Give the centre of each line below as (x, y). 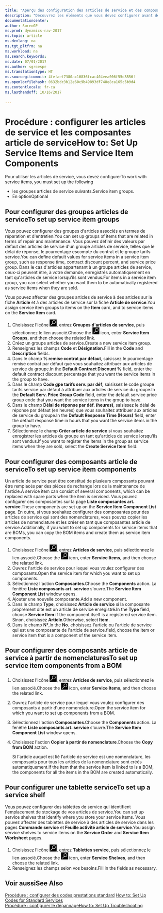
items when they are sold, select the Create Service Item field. (75, 447)
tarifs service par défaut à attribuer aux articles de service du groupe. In (83, 390)
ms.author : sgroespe (26, 67)
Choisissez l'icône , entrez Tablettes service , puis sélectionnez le (81, 850)
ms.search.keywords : (26, 56)
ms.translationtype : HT (29, 72)
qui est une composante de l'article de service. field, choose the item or (83, 630)
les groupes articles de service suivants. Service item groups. (73, 191)
